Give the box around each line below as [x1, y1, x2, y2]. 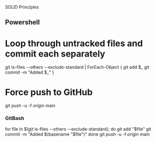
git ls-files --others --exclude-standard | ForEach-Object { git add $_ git [5, 64, 150, 70]
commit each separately [5, 48, 106, 59]
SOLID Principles [5, 4, 39, 10]
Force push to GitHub [5, 86, 93, 98]
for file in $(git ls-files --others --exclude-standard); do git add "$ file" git [5, 126, 152, 132]
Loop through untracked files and [5, 38, 143, 49]
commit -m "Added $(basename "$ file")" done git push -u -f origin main [5, 131, 150, 137]
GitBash [5, 115, 24, 122]
